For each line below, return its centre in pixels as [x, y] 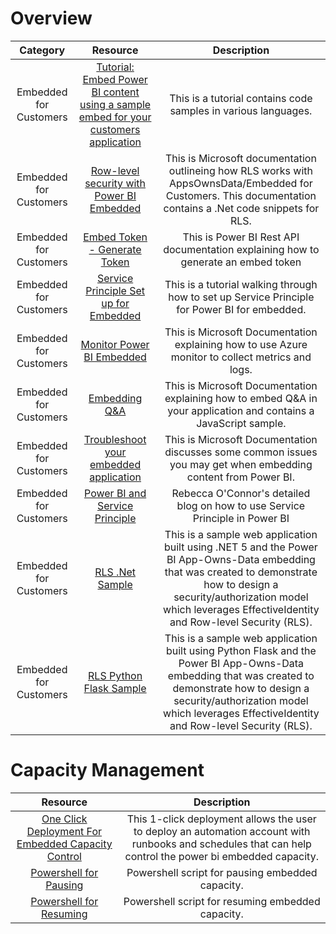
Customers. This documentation [241, 195]
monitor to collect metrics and [241, 357]
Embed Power [115, 79]
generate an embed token [241, 262]
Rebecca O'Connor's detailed [241, 493]
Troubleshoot [115, 439]
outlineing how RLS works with [240, 170]
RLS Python [115, 675]
